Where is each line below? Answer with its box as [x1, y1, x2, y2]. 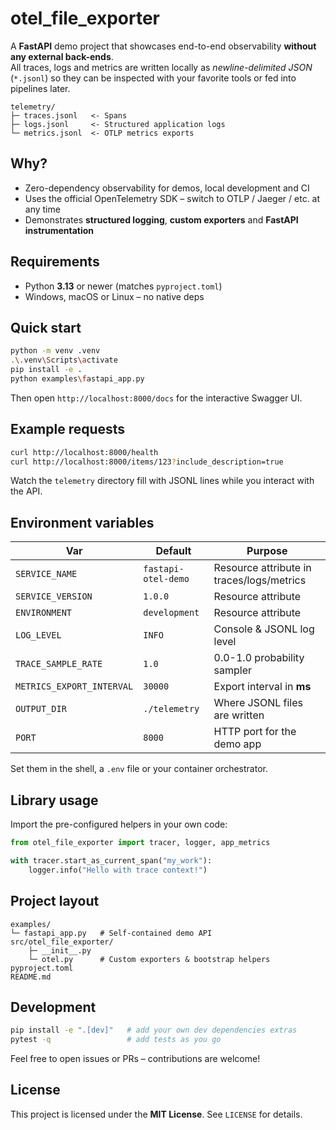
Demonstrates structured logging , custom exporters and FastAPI [24, 213, 299, 226]
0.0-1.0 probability [213, 651, 305, 665]
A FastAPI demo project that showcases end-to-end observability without [10, 40, 317, 52]
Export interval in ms [213, 680, 312, 694]
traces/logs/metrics [213, 573, 307, 587]
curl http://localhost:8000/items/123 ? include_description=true [10, 457, 284, 467]
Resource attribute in [213, 561, 312, 575]
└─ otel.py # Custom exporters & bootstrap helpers [28, 954, 271, 964]
